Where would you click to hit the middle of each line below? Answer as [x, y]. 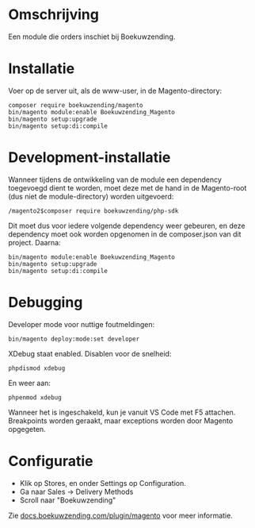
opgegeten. [27, 429]
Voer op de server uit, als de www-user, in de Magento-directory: [115, 91]
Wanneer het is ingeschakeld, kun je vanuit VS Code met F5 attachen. [122, 412]
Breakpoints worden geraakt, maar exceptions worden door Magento [121, 420]
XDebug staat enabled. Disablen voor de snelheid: [90, 353]
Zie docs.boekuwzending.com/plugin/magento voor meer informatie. [121, 515]
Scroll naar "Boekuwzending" [68, 500]
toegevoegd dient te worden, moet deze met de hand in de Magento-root [127, 187]
